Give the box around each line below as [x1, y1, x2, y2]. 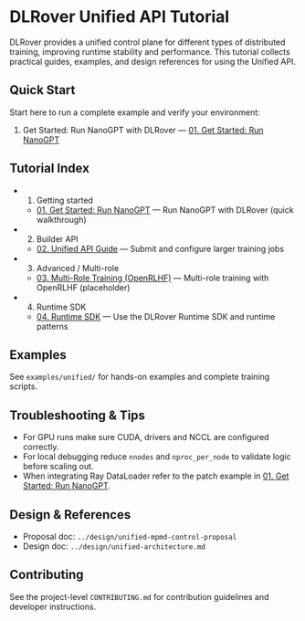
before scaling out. [22, 461, 94, 472]
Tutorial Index [9, 161, 89, 176]
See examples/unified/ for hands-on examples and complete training [9, 372, 270, 383]
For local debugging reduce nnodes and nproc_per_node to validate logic [22, 451, 291, 462]
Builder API [36, 233, 79, 244]
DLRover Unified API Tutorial [9, 6, 230, 27]
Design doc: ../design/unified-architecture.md [22, 541, 205, 552]
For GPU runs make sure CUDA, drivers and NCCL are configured [22, 432, 269, 443]
